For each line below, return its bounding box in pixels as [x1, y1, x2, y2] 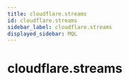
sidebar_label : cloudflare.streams [7, 23, 113, 30]
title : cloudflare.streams [7, 10, 87, 18]
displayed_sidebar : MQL [7, 30, 78, 38]
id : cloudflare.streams [7, 17, 78, 24]
